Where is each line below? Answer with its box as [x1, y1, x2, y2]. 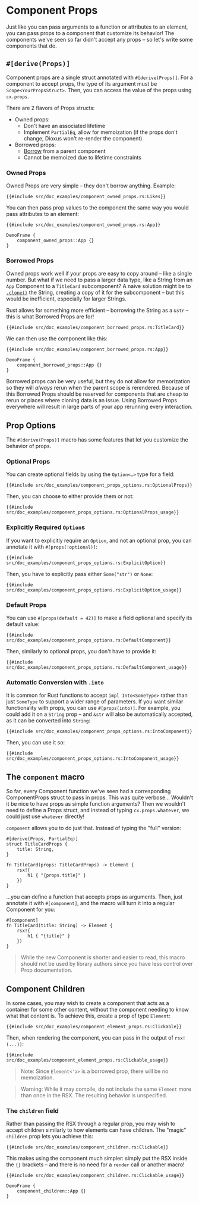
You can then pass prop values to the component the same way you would [6, 204, 189, 211]
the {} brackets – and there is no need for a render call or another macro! [6, 1161, 185, 1168]
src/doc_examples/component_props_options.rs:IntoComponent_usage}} [6, 756, 179, 762]
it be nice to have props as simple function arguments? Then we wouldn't [6, 800, 186, 807]
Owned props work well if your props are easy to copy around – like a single [6, 270, 192, 277]
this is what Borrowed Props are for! [6, 313, 94, 320]
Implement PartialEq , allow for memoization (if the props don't [23, 129, 178, 136]
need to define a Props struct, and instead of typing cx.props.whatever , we [6, 807, 189, 814]
